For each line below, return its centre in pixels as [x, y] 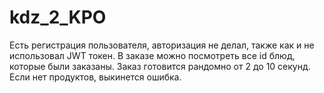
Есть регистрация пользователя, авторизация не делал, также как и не [162, 45]
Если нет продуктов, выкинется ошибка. [95, 77]
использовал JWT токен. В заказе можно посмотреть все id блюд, [152, 55]
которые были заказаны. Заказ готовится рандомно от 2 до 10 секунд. [160, 66]
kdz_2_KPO [58, 17]
